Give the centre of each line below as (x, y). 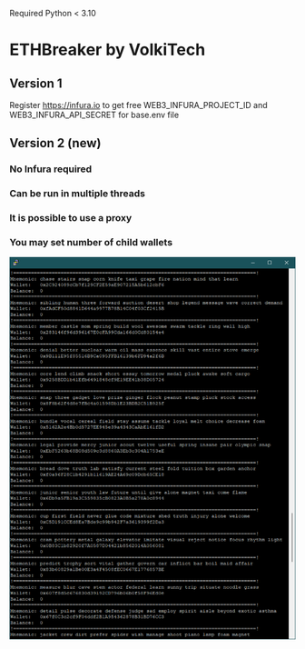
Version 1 (36, 83)
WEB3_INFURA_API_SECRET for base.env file (94, 115)
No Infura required (51, 169)
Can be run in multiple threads (77, 194)
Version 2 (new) (55, 143)
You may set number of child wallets (91, 243)
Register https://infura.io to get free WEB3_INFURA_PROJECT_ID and (138, 105)
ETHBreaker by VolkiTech (108, 50)
